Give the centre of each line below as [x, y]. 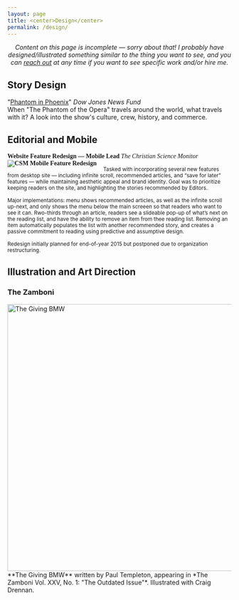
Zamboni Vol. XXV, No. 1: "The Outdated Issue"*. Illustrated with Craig [109, 582]
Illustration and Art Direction [72, 272]
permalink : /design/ [38, 27]
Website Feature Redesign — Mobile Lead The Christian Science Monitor [103, 156]
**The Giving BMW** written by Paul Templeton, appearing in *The [108, 574]
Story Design [37, 85]
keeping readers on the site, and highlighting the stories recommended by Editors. [108, 188]
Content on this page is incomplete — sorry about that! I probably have [119, 48]
